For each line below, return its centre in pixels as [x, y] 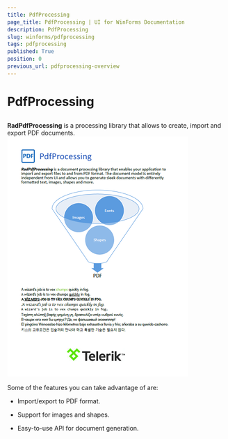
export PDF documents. [41, 133]
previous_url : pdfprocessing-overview [63, 66]
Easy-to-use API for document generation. [78, 429]
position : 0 [24, 59]
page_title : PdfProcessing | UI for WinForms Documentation [96, 22]
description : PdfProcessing [48, 29]
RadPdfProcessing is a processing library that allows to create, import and [114, 126]
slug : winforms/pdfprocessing [51, 37]
